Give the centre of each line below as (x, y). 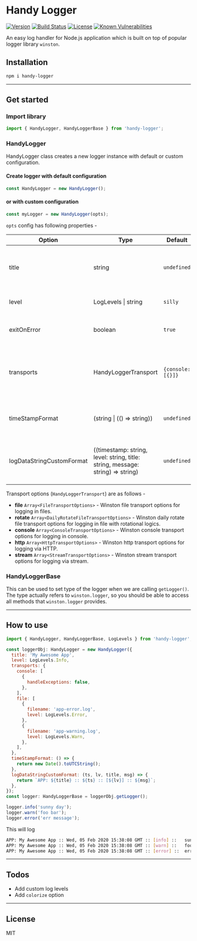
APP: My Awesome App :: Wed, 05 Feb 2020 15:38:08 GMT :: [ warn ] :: (91, 845)
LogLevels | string (118, 301)
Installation (27, 62)
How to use (27, 625)
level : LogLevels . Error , (57, 715)
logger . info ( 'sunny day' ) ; (39, 807)
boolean (105, 329)
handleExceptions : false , (59, 682)
